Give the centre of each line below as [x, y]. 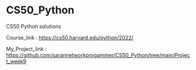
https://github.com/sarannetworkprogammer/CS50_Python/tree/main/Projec [98, 55]
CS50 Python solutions [34, 26]
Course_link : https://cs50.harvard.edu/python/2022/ [70, 37]
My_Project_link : [26, 49]
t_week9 [16, 61]
